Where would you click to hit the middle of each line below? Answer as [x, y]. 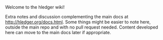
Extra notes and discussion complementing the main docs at [67, 17]
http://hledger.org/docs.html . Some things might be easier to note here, [78, 22]
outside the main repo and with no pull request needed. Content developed [82, 27]
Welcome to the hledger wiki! [35, 7]
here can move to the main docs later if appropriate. [58, 32]
